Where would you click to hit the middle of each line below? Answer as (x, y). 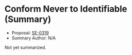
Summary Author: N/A (34, 38)
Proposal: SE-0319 (30, 33)
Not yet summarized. (25, 47)
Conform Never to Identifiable (66, 9)
